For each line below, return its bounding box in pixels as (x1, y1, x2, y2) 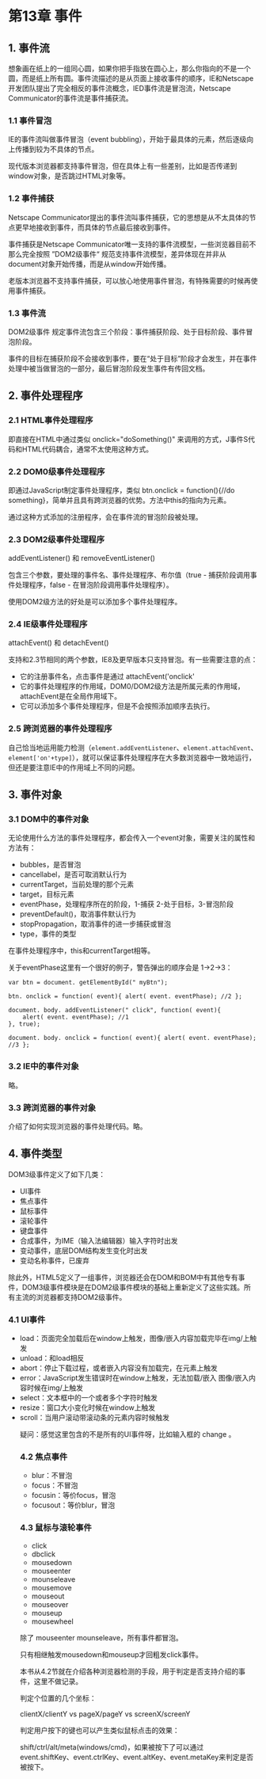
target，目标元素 (19, 889, 74, 899)
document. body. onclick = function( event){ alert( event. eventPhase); (8, 1034, 257, 1042)
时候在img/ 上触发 (26, 1383, 84, 1392)
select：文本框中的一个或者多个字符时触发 (19, 1393, 158, 1403)
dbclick (31, 1549, 56, 1559)
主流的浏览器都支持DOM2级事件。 (14, 1292, 127, 1301)
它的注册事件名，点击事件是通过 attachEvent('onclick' (19, 672, 196, 681)
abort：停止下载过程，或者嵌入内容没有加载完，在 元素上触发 (19, 1363, 218, 1373)
